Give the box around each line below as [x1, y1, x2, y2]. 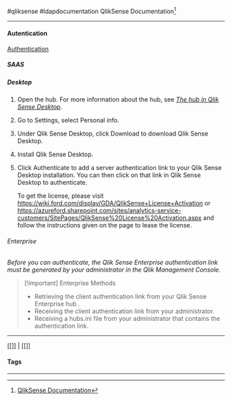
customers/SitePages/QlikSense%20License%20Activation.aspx [17, 214, 202, 222]
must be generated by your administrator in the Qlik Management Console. [7, 265, 221, 274]
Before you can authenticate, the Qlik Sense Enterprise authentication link [7, 259, 218, 267]
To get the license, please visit [17, 192, 104, 200]
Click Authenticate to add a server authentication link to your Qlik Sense [17, 164, 222, 172]
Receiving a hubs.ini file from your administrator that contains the [34, 315, 221, 323]
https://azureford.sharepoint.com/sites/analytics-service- [17, 207, 182, 215]
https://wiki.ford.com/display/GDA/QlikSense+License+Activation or [17, 199, 211, 207]
